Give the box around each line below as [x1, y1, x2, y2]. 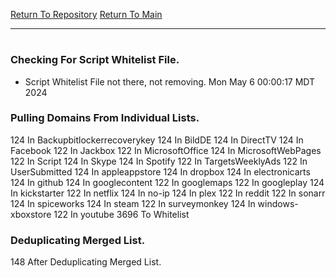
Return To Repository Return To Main [10, 9, 163, 20]
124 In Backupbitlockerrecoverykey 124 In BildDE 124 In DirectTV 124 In [10, 134, 304, 146]
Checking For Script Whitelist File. [10, 53, 180, 67]
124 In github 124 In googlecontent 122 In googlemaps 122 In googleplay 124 [10, 176, 325, 188]
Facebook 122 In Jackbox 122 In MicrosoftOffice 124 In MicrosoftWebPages [10, 144, 322, 156]
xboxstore [10, 208, 52, 220]
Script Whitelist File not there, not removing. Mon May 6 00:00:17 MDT [24, 75, 316, 88]
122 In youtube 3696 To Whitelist [53, 208, 190, 220]
